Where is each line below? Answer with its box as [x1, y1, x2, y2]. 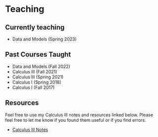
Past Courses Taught [5, 50, 71, 59]
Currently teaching [5, 23, 65, 32]
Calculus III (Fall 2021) [12, 68, 58, 74]
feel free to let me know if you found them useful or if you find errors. [5, 117, 146, 123]
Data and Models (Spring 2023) [12, 36, 77, 42]
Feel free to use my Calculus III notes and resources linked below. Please [5, 112, 154, 118]
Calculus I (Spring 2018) [12, 79, 62, 85]
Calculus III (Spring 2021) [12, 74, 64, 80]
